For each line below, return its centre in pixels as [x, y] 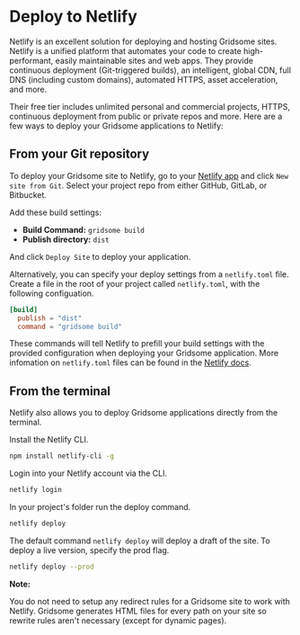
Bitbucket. [28, 194]
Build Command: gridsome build [84, 229]
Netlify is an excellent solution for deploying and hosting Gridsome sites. [143, 41]
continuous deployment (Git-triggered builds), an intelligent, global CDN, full [150, 70]
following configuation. [52, 293]
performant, [31, 60]
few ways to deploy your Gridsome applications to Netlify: [116, 125]
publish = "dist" [50, 318]
